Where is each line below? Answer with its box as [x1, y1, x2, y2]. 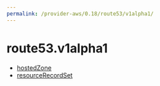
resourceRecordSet [16, 71, 73, 79]
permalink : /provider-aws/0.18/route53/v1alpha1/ [6, 10, 154, 17]
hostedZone [16, 64, 52, 72]
